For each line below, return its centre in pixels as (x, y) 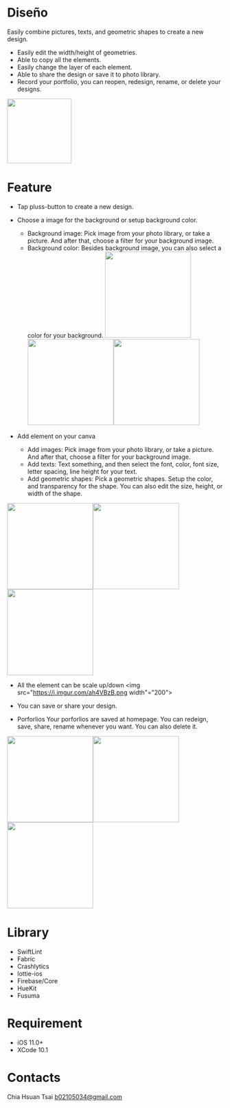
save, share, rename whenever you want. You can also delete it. (107, 726)
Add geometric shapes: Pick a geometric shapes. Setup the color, (120, 479)
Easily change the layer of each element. (74, 67)
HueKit (27, 988)
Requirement (45, 1023)
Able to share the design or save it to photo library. (89, 74)
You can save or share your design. (67, 706)
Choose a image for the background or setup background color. (107, 220)
